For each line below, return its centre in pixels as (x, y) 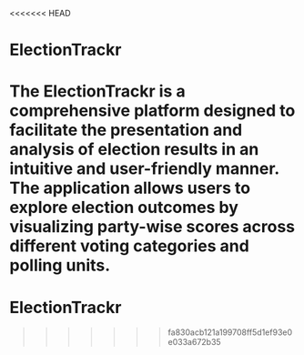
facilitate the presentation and (126, 130)
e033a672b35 (194, 342)
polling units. (60, 265)
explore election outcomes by (124, 208)
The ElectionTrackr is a (97, 91)
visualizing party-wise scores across (152, 227)
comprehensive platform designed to (152, 111)
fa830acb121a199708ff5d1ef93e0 (230, 332)
